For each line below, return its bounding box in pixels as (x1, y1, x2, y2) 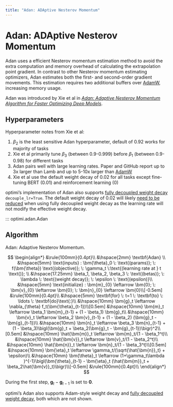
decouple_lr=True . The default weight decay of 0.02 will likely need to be (5, 195, 160, 201)
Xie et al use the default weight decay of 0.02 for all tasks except (12, 174, 151, 180)
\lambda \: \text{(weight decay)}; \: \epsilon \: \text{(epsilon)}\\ (20, 276, 153, 282)
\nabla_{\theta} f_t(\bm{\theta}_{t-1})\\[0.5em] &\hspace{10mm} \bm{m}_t (9, 303, 164, 309)
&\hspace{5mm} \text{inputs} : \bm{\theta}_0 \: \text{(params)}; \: (17, 260, 156, 266)
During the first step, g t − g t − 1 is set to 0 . (5, 379, 94, 386)
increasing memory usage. (5, 85, 62, 91)
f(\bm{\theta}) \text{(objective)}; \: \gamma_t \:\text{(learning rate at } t (12, 265, 161, 271)
